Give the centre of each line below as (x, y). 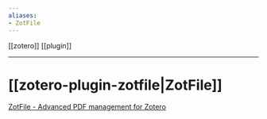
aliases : (23, 15)
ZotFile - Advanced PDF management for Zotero (87, 107)
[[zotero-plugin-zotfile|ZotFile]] (115, 85)
